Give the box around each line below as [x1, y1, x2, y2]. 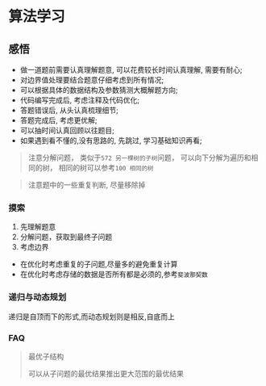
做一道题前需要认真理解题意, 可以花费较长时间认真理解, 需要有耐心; [19, 65, 243, 74]
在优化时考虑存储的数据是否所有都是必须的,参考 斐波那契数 [19, 270, 208, 279]
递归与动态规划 [8, 292, 67, 303]
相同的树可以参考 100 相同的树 [58, 163, 154, 172]
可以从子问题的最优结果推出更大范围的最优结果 [27, 368, 184, 378]
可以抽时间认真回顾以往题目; [19, 126, 115, 135]
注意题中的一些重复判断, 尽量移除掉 [27, 180, 146, 190]
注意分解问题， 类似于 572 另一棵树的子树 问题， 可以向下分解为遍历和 [27, 153, 251, 162]
